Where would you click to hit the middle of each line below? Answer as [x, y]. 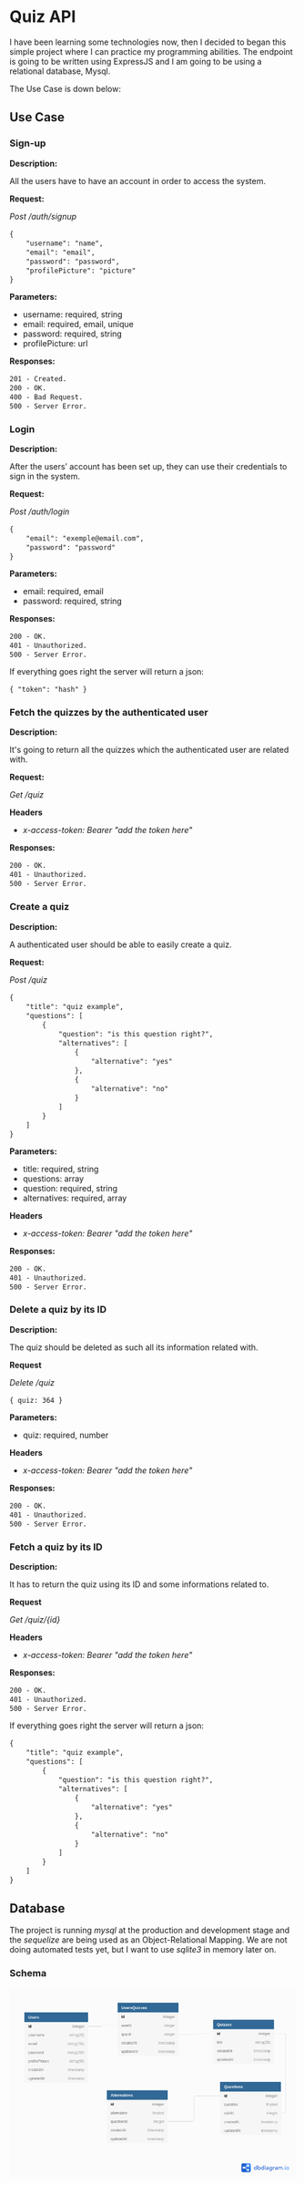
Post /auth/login [40, 511]
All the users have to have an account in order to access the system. [138, 180]
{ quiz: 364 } [36, 1400]
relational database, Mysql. [60, 71]
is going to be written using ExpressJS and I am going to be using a [136, 61]
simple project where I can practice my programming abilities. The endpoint [151, 51]
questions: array [53, 1179]
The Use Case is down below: [65, 88]
